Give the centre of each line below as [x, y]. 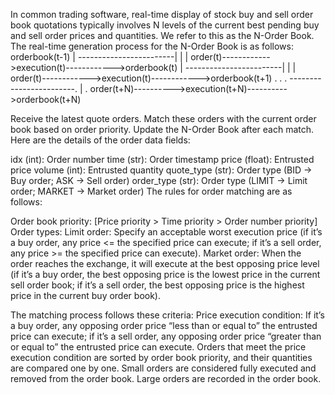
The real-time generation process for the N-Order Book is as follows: [152, 46]
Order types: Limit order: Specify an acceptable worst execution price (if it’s [166, 232]
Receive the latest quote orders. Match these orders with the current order [163, 118]
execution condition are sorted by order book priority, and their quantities [161, 357]
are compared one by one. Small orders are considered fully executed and [163, 368]
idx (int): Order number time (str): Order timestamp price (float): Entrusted [162, 159]
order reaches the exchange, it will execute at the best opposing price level [165, 263]
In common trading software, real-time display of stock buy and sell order [162, 14]
